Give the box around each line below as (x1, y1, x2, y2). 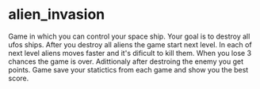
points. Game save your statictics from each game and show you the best (8, 65, 249, 74)
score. (8, 73, 29, 83)
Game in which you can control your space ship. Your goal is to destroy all (8, 32, 250, 41)
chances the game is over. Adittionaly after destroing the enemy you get (8, 57, 244, 66)
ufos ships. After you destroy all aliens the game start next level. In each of (8, 39, 252, 49)
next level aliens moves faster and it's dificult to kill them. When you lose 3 (8, 48, 252, 57)
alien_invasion (8, 6, 105, 24)
